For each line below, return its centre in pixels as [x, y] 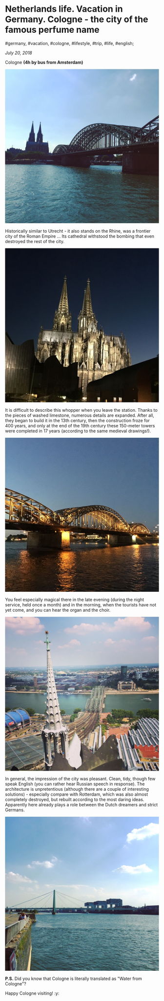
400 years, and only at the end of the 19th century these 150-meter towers [80, 425]
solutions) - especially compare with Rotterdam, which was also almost [77, 794]
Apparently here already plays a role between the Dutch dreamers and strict [82, 804]
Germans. [15, 810]
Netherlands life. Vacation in [64, 9]
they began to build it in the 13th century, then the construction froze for [77, 420]
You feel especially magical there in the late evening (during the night [75, 600]
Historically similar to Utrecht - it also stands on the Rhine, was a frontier [78, 231]
